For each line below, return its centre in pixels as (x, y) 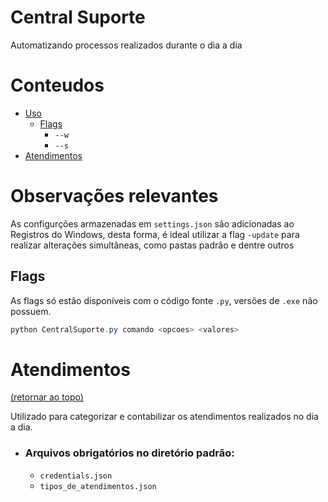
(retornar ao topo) (47, 397)
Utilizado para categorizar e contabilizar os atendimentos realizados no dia (164, 417)
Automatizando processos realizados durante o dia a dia (126, 45)
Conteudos (57, 85)
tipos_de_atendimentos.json (98, 486)
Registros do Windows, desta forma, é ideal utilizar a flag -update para (155, 234)
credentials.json (76, 476)
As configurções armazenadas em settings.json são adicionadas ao (152, 223)
